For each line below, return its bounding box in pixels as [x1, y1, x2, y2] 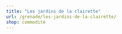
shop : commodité [6, 19, 46, 25]
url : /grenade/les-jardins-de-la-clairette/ [6, 14, 117, 20]
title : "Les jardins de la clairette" [6, 8, 101, 14]
